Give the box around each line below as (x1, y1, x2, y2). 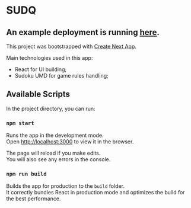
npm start (6, 120, 34, 126)
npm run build (6, 171, 47, 178)
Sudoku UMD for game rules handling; (14, 72, 109, 79)
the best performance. (6, 195, 61, 202)
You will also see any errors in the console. (6, 156, 111, 163)
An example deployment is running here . (6, 27, 160, 37)
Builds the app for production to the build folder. (6, 183, 125, 190)
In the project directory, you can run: (6, 105, 95, 112)
